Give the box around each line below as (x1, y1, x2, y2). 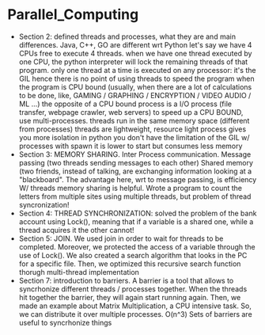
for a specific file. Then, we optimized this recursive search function (18, 259, 241, 268)
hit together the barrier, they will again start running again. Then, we (18, 292, 241, 302)
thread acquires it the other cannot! (18, 225, 135, 234)
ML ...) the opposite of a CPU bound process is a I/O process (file (18, 99, 233, 108)
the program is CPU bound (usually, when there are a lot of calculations (18, 82, 252, 92)
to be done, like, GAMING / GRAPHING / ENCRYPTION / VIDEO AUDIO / (18, 90, 252, 100)
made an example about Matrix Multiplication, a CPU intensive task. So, (18, 301, 252, 310)
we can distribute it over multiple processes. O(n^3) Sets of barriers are (18, 309, 252, 318)
